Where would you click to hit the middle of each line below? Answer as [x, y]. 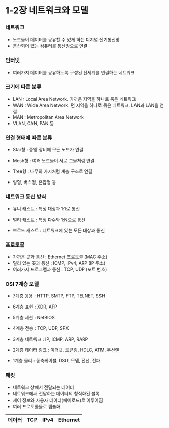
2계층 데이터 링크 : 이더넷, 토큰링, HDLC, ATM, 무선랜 [66, 350]
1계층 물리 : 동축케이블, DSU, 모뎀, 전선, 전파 [56, 361]
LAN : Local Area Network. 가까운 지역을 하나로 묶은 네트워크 [74, 99]
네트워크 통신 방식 [26, 197]
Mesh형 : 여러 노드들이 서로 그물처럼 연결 [54, 161]
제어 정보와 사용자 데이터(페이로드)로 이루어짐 [58, 400]
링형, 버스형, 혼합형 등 [34, 182]
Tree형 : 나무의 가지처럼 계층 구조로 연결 [53, 171]
